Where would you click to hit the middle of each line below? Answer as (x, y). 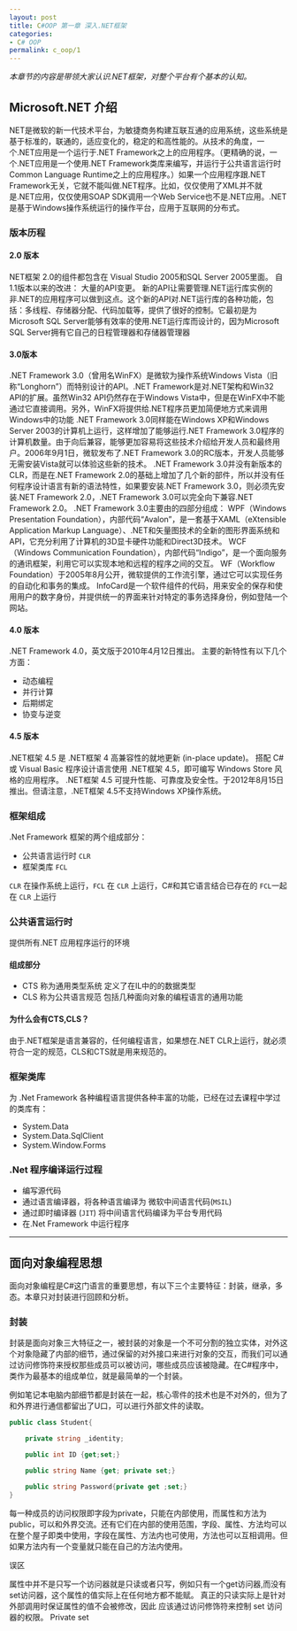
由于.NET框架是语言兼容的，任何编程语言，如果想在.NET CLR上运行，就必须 (148, 1040)
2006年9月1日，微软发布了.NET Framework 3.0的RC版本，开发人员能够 (154, 453)
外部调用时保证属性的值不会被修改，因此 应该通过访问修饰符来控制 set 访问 (146, 1606)
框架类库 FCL (45, 866)
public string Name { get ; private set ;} (100, 1471)
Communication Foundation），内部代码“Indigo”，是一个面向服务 (170, 553)
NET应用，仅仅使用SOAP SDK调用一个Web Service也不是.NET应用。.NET (153, 197)
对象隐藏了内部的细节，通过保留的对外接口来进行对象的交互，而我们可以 (148, 1354)
